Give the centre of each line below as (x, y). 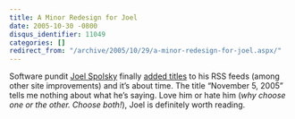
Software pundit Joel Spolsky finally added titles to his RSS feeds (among (144, 76)
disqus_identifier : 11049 (57, 34)
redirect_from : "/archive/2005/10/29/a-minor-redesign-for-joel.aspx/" (145, 51)
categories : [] (38, 42)
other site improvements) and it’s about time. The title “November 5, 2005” (146, 86)
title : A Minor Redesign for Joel (74, 17)
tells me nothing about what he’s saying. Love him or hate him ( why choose (147, 96)
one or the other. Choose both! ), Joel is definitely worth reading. (127, 105)
